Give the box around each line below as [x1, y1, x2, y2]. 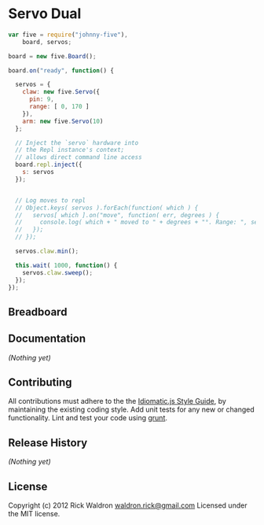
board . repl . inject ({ [15, 161, 82, 169]
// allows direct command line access [15, 153, 143, 161]
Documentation [8, 332, 86, 346]
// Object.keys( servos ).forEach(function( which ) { [15, 204, 199, 212]
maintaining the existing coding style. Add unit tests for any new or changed [8, 405, 255, 414]
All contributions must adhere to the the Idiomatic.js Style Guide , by [8, 397, 226, 406]
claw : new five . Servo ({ [22, 88, 101, 96]
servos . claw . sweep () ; [22, 268, 93, 276]
